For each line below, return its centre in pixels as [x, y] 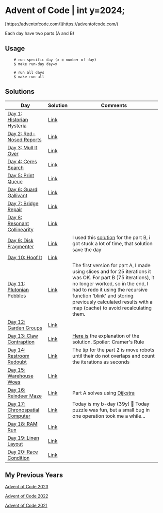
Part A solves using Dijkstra [104, 393]
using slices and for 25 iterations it [112, 271]
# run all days [29, 72]
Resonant [18, 223]
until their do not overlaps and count [114, 356]
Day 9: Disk [21, 240]
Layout [15, 444]
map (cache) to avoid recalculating [112, 308]
